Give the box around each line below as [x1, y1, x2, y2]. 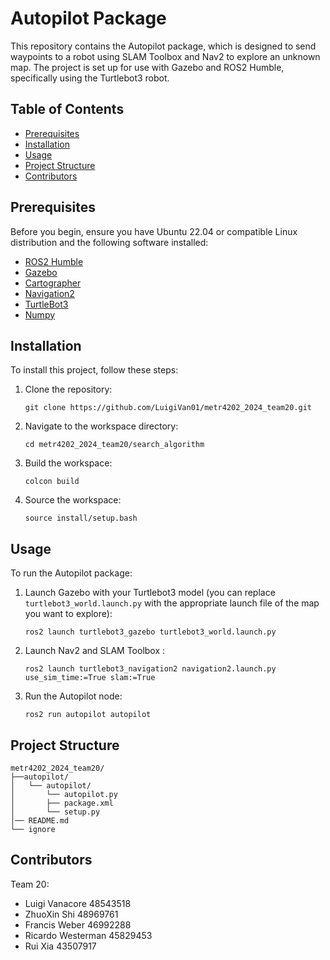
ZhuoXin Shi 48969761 [24, 908, 119, 920]
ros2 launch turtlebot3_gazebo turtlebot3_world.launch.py [24, 627, 277, 637]
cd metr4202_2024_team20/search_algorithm [24, 440, 205, 450]
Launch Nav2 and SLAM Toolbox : [24, 645, 166, 657]
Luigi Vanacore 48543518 [24, 897, 132, 909]
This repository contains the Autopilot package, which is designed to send [10, 40, 317, 52]
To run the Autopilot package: [10, 567, 133, 579]
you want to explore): [24, 608, 113, 620]
